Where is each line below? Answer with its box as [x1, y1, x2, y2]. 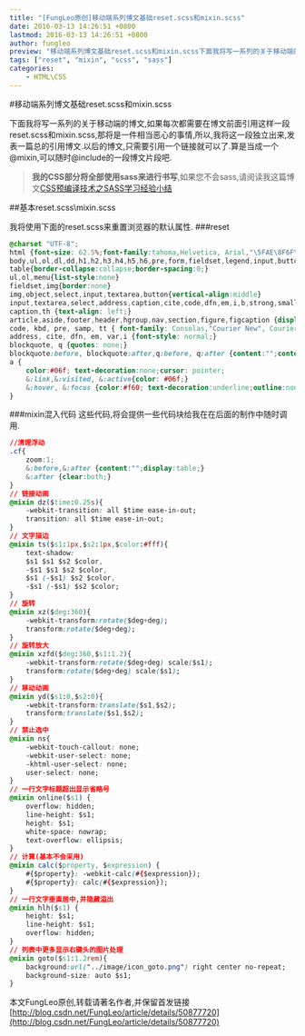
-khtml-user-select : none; [25, 760, 128, 769]
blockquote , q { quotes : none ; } [9, 341, 128, 350]
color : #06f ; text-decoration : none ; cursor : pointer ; [25, 365, 225, 375]
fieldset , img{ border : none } [9, 282, 112, 291]
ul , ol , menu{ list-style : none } [9, 274, 120, 283]
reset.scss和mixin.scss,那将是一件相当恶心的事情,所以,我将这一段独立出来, [9, 129, 288, 140]
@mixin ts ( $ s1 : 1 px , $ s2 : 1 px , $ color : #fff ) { [9, 540, 169, 549]
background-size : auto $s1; [25, 971, 132, 980]
